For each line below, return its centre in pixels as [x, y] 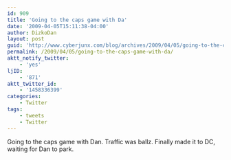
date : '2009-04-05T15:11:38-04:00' [58, 26]
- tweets [32, 115]
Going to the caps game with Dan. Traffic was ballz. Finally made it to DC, [111, 141]
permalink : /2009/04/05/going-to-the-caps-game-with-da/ [90, 52]
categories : [24, 97]
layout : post [26, 39]
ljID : [15, 71]
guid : [15, 45]
